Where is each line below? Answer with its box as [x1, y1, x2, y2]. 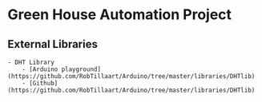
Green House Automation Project [7, 6, 232, 24]
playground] [61, 65, 102, 73]
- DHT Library [7, 58, 55, 66]
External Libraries [7, 37, 98, 51]
